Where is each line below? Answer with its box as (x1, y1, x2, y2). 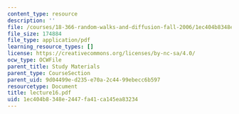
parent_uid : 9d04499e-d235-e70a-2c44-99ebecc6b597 (7, 76, 161, 84)
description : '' (7, 17, 55, 24)
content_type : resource (7, 10, 78, 18)
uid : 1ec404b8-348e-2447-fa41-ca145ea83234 (7, 96, 139, 103)
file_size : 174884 (7, 30, 62, 38)
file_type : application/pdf (7, 37, 91, 44)
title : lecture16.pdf (7, 89, 72, 96)
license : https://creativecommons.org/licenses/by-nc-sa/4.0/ (7, 50, 196, 57)
